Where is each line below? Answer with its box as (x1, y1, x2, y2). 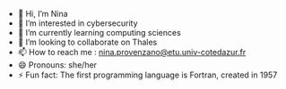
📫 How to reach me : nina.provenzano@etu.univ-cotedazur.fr (17, 47, 247, 57)
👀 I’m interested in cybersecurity (17, 18, 138, 28)
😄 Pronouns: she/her (17, 60, 97, 70)
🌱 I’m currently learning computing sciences (17, 28, 181, 37)
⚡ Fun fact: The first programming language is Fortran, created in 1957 (17, 69, 278, 80)
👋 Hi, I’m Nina (17, 9, 69, 19)
